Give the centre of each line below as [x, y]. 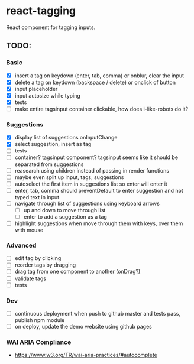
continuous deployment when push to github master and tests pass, [97, 313]
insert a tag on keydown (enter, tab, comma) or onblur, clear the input [99, 76]
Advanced [21, 245]
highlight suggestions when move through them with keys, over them [99, 223]
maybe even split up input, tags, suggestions [69, 177]
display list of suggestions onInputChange [66, 138]
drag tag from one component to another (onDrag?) [77, 272]
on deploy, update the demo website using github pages [83, 327]
